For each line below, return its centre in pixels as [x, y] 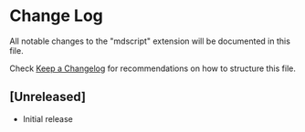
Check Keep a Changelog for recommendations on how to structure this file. [153, 68]
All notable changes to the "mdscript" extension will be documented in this [150, 41]
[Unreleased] [48, 97]
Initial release [47, 118]
